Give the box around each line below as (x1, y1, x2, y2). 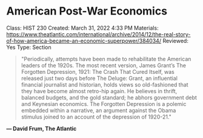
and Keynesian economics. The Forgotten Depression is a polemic (21, 100, 187, 107)
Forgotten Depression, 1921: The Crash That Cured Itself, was (21, 68, 175, 75)
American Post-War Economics (6, 4, 168, 18)
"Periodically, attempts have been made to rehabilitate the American (21, 55, 191, 62)
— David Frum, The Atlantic (6, 125, 77, 132)
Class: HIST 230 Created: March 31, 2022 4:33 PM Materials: (6, 24, 159, 31)
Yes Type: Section (6, 44, 52, 51)
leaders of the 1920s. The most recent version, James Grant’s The (21, 62, 187, 69)
